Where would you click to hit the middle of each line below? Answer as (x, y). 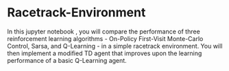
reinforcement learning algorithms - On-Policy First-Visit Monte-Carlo (105, 38)
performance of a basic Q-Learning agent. (67, 60)
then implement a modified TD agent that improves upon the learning (105, 53)
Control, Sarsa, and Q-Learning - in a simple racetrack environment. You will (115, 46)
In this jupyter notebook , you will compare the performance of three (104, 31)
